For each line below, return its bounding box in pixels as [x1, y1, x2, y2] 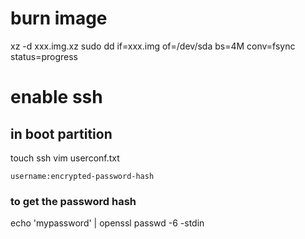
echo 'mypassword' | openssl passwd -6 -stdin [10, 217, 205, 229]
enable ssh [10, 86, 103, 109]
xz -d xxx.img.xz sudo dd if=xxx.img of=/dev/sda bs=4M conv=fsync [10, 40, 296, 52]
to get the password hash [10, 194, 137, 208]
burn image [10, 7, 108, 30]
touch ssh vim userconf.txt [10, 152, 120, 164]
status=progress [10, 50, 78, 62]
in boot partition [10, 125, 113, 142]
